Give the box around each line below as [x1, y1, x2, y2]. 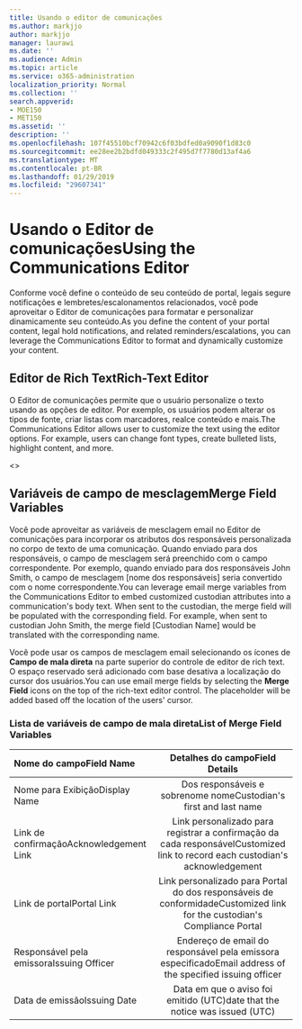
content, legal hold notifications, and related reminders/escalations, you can [9, 326, 291, 337]
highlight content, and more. [9, 442, 114, 453]
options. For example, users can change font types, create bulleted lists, [9, 433, 277, 444]
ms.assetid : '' [9, 122, 67, 131]
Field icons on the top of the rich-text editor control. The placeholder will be [9, 685, 290, 696]
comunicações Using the [9, 239, 196, 259]
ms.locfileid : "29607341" [9, 181, 106, 190]
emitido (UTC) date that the [165, 994, 280, 1006]
